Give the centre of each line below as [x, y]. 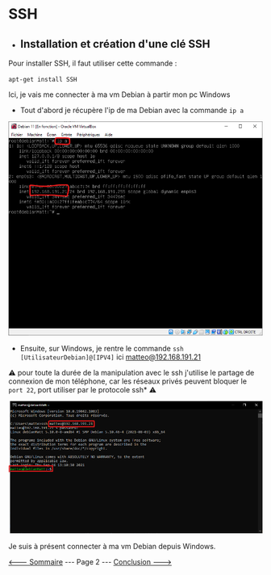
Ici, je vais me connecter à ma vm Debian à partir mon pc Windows [119, 94]
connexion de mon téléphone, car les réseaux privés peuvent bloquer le [128, 381]
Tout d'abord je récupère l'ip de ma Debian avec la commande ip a [132, 110]
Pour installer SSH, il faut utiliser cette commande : [93, 63]
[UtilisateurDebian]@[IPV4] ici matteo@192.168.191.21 [110, 357]
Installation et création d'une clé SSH [115, 44]
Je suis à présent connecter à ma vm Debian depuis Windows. [112, 546]
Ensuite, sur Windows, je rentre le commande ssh [102, 348]
